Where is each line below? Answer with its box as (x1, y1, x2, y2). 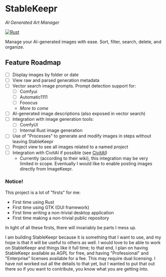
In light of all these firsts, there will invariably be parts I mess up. (5, 224, 137, 230)
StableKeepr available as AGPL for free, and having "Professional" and (5, 250, 149, 256)
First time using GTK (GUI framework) (12, 204, 90, 210)
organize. (5, 44, 25, 50)
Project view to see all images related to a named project (12, 144, 128, 150)
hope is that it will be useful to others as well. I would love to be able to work (5, 239, 161, 245)
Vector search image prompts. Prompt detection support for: (12, 83, 136, 89)
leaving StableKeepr (12, 139, 54, 145)
